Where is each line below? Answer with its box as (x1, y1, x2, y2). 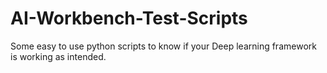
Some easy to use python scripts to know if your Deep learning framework (10, 40, 317, 52)
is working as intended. (10, 50, 107, 62)
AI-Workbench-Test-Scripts (10, 7, 248, 30)
